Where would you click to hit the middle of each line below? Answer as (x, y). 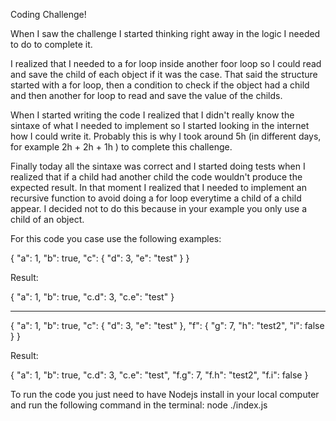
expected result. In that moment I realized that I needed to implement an (158, 187)
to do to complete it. (51, 44)
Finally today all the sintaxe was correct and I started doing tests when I (158, 166)
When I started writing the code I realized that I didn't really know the (152, 115)
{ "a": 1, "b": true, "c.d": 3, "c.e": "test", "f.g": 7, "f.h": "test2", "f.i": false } (159, 375)
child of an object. (47, 219)
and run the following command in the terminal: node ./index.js (139, 405)
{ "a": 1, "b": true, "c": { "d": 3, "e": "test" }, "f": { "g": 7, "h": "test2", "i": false (167, 325)
